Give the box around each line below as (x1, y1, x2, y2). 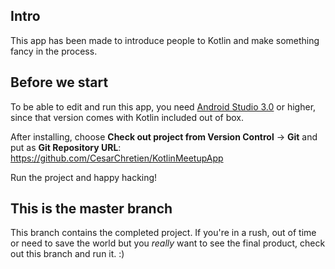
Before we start (10, 74, 109, 91)
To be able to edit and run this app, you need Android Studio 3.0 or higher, (10, 100, 317, 113)
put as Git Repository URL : (10, 141, 122, 153)
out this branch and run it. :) (10, 248, 125, 260)
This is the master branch (10, 200, 173, 218)
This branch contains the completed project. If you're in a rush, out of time (10, 227, 317, 239)
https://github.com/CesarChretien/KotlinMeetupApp (10, 152, 224, 164)
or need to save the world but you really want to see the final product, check (10, 237, 326, 249)
